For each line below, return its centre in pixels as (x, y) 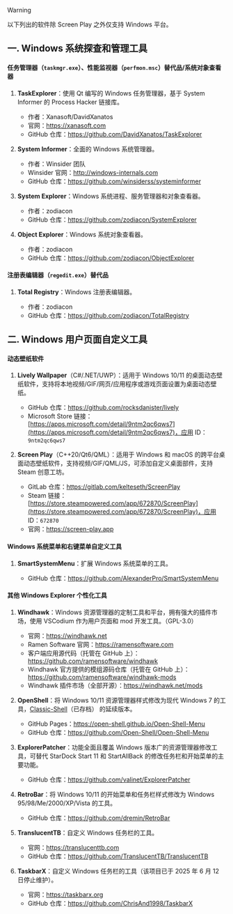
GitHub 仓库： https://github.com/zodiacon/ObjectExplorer (111, 258)
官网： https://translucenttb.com (73, 847)
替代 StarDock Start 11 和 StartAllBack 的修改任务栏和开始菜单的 (127, 756)
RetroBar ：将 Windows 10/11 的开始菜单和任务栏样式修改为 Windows (116, 794)
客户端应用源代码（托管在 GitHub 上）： (84, 653)
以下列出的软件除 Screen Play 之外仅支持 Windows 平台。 (90, 24)
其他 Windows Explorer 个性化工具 (57, 595)
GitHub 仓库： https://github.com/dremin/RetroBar (99, 818)
